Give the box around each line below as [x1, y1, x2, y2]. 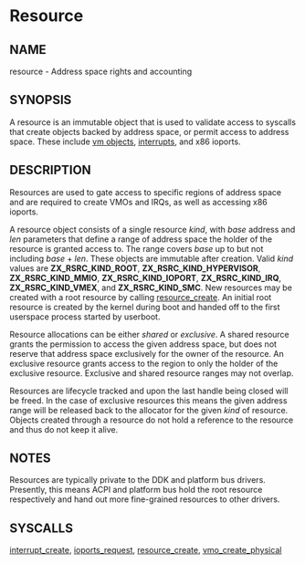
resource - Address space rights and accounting [9, 66, 193, 77]
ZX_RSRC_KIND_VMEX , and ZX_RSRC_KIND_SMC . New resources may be [9, 282, 292, 293]
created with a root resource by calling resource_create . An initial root [9, 291, 272, 302]
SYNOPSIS [9, 92, 72, 108]
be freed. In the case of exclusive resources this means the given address [9, 394, 288, 406]
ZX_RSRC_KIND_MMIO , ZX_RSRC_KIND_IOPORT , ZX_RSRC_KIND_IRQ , [9, 272, 281, 283]
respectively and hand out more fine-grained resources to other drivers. [9, 494, 280, 505]
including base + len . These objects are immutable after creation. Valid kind [9, 253, 294, 264]
